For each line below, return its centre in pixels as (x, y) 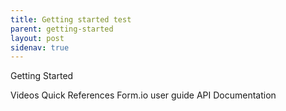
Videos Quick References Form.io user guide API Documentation (143, 95)
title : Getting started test (71, 19)
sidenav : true (40, 47)
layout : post (37, 38)
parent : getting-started (62, 29)
